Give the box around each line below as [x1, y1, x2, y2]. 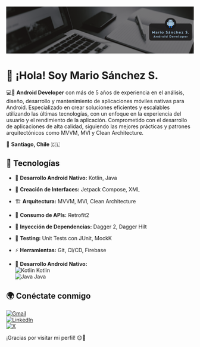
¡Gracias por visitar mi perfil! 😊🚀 [6, 334, 86, 341]
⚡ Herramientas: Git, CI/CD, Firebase [14, 246, 107, 253]
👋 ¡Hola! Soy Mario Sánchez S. [6, 69, 159, 82]
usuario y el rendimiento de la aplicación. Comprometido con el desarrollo [6, 116, 187, 123]
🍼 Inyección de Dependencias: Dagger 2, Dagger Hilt [14, 223, 147, 230]
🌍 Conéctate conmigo [6, 291, 91, 301]
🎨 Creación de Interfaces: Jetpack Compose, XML [14, 185, 140, 193]
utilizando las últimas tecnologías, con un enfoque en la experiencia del [6, 110, 182, 117]
